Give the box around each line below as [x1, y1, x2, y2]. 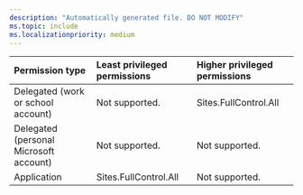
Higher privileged [197, 59, 273, 71]
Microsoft [14, 145, 55, 158]
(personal [14, 134, 55, 146]
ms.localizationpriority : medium [9, 30, 135, 39]
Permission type [14, 64, 87, 77]
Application [14, 171, 62, 183]
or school [14, 97, 54, 109]
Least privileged [96, 59, 168, 71]
